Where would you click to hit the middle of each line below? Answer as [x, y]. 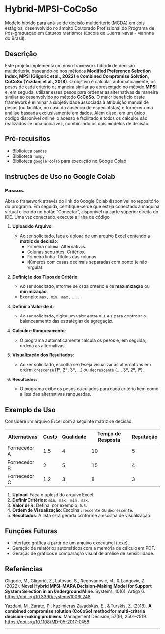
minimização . [34, 292]
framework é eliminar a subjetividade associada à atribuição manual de [77, 102]
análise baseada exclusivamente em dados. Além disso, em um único [75, 113]
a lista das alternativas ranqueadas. [55, 394]
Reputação [145, 437]
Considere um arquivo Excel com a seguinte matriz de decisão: [69, 421]
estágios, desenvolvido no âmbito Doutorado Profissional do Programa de [80, 28]
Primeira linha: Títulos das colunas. [62, 257]
